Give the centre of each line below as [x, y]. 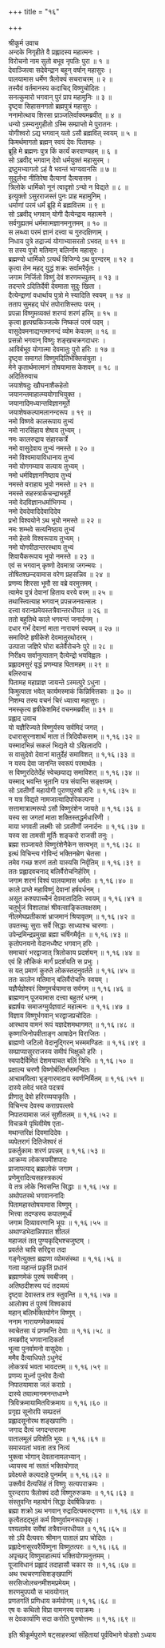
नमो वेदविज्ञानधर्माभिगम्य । [41, 502]
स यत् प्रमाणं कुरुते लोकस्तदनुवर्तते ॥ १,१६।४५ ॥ [72, 970]
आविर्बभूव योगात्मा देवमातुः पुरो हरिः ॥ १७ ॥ [61, 349]
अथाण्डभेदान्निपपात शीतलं [39, 1231]
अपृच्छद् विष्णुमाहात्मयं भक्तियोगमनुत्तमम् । [59, 1556]
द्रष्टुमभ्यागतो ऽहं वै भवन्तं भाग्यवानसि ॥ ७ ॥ [62, 169]
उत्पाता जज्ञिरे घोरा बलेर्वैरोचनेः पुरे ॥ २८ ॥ [61, 646]
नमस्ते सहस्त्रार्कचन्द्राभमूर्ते [40, 493]
